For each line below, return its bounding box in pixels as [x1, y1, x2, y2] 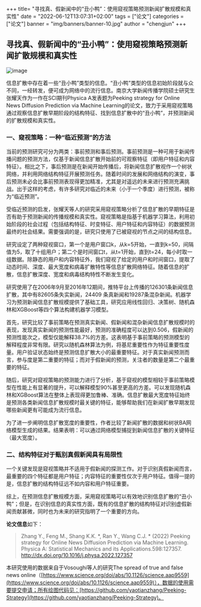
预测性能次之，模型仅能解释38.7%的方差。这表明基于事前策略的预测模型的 [6, 334, 190, 341]
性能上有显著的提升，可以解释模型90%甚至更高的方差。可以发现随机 [16, 384, 186, 391]
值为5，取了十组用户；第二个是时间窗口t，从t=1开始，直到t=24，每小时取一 [6, 248, 193, 256]
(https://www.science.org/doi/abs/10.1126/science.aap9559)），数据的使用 [6, 579, 189, 586]
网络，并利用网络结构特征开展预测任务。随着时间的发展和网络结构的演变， [6, 170, 190, 178]
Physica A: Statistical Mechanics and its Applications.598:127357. [20, 545, 182, 552]
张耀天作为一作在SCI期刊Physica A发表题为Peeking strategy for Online [6, 94, 180, 101]
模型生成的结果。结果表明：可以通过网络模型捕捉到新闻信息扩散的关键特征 [11, 427, 195, 434]
